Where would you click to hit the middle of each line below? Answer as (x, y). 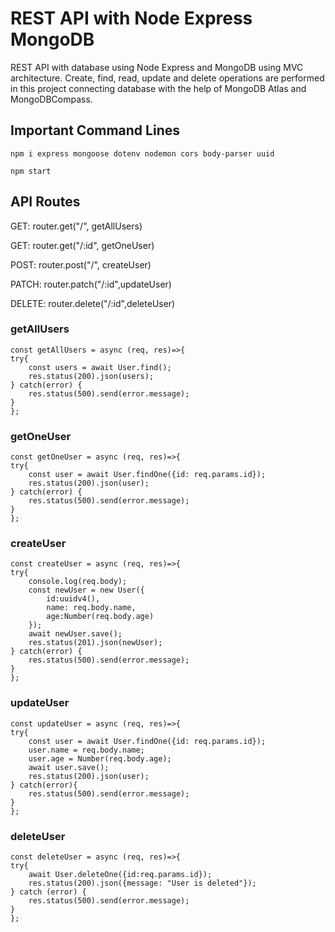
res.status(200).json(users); (91, 376)
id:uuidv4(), (73, 599)
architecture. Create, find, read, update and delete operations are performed (167, 78)
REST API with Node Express (131, 18)
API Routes (45, 202)
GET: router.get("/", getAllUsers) (76, 226)
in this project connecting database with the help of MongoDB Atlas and (158, 88)
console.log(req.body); (78, 582)
